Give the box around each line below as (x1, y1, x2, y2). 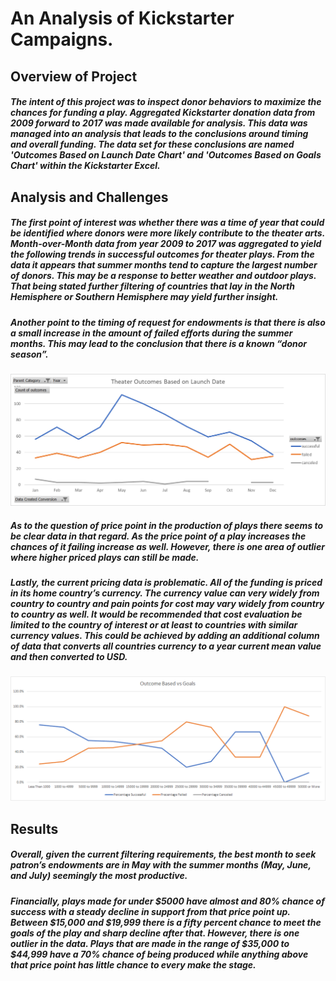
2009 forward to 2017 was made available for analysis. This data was (10, 117, 308, 129)
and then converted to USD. (10, 651, 128, 663)
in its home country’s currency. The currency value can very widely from (10, 587, 320, 599)
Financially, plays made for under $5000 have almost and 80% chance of (10, 895, 325, 907)
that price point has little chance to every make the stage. (10, 958, 257, 971)
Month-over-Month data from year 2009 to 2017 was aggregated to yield (10, 238, 322, 250)
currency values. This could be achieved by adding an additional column (10, 630, 320, 642)
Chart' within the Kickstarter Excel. (10, 160, 161, 172)
